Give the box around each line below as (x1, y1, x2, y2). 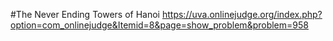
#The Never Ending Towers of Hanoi (10, 9, 161, 20)
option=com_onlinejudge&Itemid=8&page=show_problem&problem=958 (10, 19, 309, 31)
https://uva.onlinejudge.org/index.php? (161, 9, 323, 20)
